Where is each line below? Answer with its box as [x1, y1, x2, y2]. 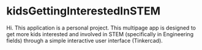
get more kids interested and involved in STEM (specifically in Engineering [6, 30, 194, 37]
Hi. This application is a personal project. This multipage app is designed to [6, 24, 196, 31]
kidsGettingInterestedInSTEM [6, 4, 161, 18]
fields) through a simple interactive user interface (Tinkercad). [6, 37, 163, 44]
